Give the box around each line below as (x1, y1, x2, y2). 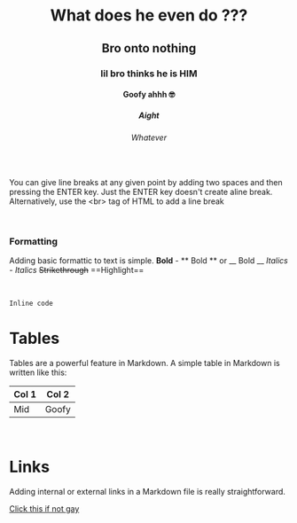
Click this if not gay (9, 503, 80, 514)
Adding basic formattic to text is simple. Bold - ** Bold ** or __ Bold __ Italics (9, 254, 288, 266)
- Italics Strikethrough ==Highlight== (9, 264, 145, 275)
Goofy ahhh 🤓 (122, 90, 176, 100)
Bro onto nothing (101, 41, 197, 56)
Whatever (131, 132, 167, 143)
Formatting (9, 235, 59, 247)
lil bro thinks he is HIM (100, 67, 198, 80)
